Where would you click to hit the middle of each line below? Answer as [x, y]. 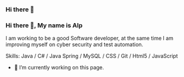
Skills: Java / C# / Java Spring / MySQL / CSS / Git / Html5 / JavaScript [92, 56]
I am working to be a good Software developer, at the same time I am [90, 38]
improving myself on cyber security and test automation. [74, 44]
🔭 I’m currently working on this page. [59, 68]
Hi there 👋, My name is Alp [44, 25]
